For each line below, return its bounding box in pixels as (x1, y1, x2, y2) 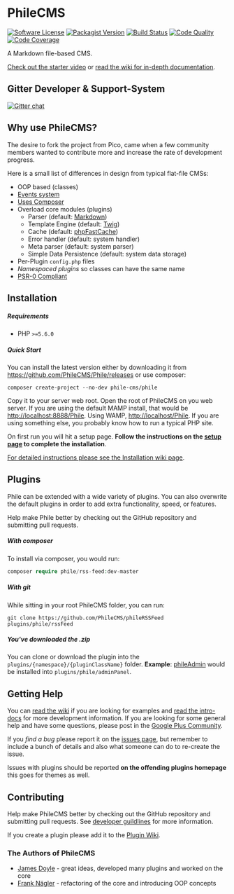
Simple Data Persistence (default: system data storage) (27, 249, 187, 258)
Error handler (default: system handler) (27, 235, 140, 243)
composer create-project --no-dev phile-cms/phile (7, 384, 158, 391)
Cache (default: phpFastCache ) (27, 227, 119, 235)
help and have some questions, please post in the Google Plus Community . (7, 722, 223, 730)
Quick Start (7, 345, 42, 354)
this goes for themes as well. (7, 771, 90, 779)
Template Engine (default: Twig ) (27, 219, 120, 228)
